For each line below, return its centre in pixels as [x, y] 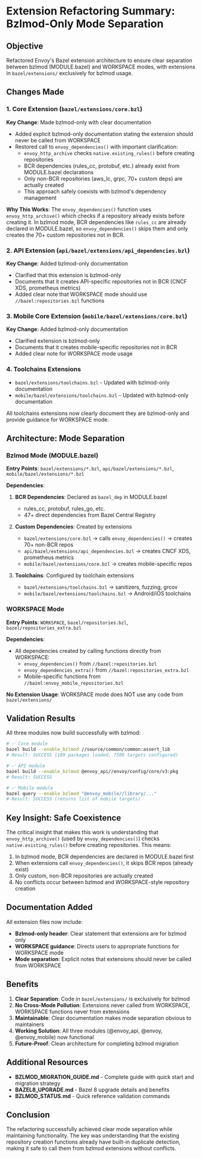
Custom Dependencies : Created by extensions [73, 527]
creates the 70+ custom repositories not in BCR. [65, 235]
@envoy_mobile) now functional [54, 1037]
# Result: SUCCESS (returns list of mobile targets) [73, 799]
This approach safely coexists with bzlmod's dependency [95, 191]
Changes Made [35, 92]
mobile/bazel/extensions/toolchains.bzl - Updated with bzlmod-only [102, 395]
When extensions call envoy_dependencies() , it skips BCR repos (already [104, 863]
